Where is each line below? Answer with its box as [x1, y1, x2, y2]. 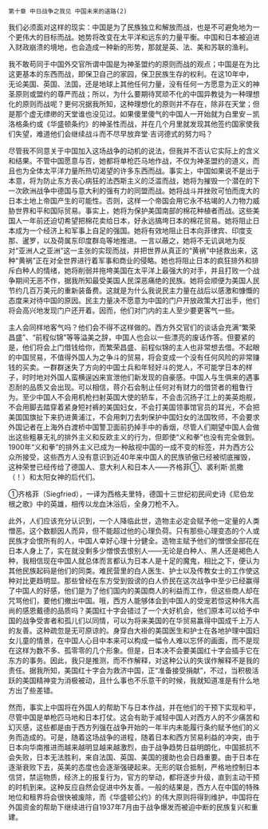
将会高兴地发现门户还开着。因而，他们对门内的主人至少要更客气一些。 [8, 306, 239, 315]
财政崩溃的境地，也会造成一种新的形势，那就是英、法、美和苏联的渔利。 [14, 42, 253, 52]
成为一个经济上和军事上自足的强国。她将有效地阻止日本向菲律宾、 [14, 226, 232, 235]
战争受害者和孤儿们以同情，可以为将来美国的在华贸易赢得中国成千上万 [22, 616, 253, 625]
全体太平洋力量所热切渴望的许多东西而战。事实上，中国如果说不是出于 [29, 166, 260, 176]
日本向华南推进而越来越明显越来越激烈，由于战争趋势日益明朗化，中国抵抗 [8, 743, 253, 752]
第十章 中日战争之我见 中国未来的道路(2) [8, 7, 128, 15]
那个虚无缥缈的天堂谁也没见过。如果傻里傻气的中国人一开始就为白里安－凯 [14, 109, 260, 118]
